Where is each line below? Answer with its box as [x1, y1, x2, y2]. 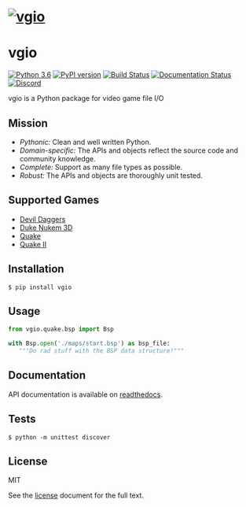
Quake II [19, 239, 47, 249]
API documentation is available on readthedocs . [8, 390, 163, 399]
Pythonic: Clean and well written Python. [19, 137, 152, 146]
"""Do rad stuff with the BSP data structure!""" [18, 347, 185, 355]
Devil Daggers [19, 214, 66, 224]
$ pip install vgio [8, 283, 72, 291]
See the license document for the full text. [8, 490, 144, 500]
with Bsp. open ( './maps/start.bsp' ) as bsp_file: [8, 339, 171, 348]
